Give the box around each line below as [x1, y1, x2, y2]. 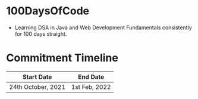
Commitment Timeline [6, 51, 119, 65]
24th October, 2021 [9, 82, 66, 91]
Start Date [23, 73, 52, 81]
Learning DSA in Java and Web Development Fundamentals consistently [14, 24, 192, 31]
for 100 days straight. [14, 30, 67, 37]
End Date [78, 73, 105, 81]
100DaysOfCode [6, 4, 90, 18]
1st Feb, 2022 [71, 82, 111, 91]
